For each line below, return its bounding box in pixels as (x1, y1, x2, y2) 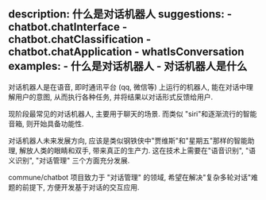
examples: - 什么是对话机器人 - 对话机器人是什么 (8, 60, 248, 73)
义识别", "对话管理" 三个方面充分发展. (8, 156, 130, 165)
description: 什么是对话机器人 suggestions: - (8, 7, 233, 21)
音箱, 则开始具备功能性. (8, 118, 85, 129)
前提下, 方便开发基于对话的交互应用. (21, 182, 141, 192)
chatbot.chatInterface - (8, 21, 128, 34)
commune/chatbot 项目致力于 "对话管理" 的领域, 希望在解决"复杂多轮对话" (8, 172, 252, 182)
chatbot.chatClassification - (8, 33, 152, 46)
